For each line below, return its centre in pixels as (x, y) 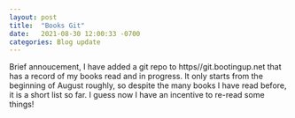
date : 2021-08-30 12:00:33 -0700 (75, 33)
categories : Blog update (55, 42)
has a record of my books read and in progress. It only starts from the (136, 77)
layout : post (33, 17)
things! (22, 104)
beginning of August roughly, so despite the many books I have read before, (148, 85)
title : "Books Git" (47, 26)
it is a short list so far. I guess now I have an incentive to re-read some (137, 95)
